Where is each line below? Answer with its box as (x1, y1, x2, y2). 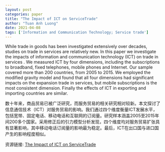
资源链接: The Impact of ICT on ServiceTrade (5, 142, 96, 147)
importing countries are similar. (5, 90, 68, 96)
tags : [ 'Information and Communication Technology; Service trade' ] (5, 30, 149, 35)
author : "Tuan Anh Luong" (5, 21, 58, 26)
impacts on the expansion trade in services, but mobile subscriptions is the (5, 80, 158, 86)
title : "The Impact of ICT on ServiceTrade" (5, 16, 98, 21)
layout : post (5, 7, 32, 12)
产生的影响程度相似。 (5, 131, 48, 137)
